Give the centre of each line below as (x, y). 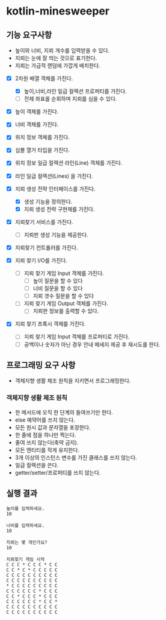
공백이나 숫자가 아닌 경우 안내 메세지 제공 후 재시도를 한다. (92, 344)
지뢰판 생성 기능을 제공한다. (56, 235)
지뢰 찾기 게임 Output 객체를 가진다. (66, 303)
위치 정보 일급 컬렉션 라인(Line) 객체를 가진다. (69, 163)
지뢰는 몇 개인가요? (27, 543)
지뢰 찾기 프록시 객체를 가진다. (50, 324)
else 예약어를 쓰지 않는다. (45, 420)
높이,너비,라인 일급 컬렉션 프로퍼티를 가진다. (75, 91)
